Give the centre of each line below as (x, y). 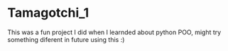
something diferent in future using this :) (66, 39)
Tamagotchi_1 (48, 13)
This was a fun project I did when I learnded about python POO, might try (114, 32)
